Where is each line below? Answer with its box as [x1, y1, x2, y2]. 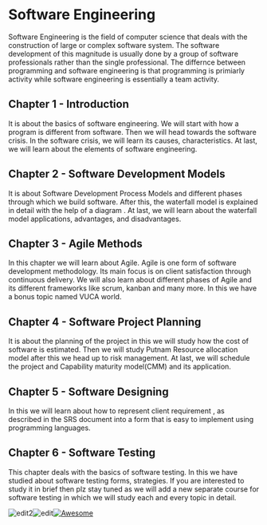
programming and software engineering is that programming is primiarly [8, 65, 245, 75]
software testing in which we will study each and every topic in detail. [8, 492, 237, 502]
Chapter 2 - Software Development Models [8, 168, 226, 181]
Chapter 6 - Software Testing [8, 446, 156, 460]
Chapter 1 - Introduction [8, 97, 129, 111]
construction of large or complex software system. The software [8, 40, 220, 49]
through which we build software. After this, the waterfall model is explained [8, 197, 258, 207]
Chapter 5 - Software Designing [8, 385, 169, 398]
